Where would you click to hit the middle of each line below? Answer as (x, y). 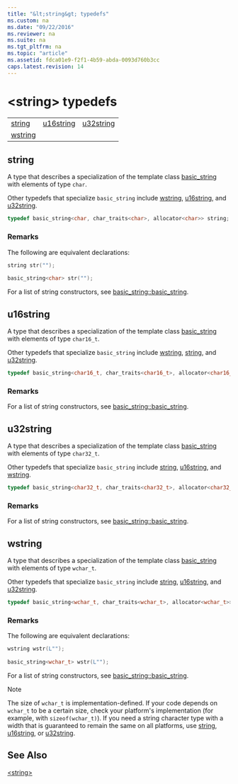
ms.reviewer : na (31, 34)
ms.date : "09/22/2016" (41, 27)
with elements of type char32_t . (54, 453)
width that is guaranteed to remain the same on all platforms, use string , (112, 725)
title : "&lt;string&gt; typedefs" (58, 14)
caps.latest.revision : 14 (45, 67)
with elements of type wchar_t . (52, 568)
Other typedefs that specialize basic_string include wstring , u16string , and (117, 198)
